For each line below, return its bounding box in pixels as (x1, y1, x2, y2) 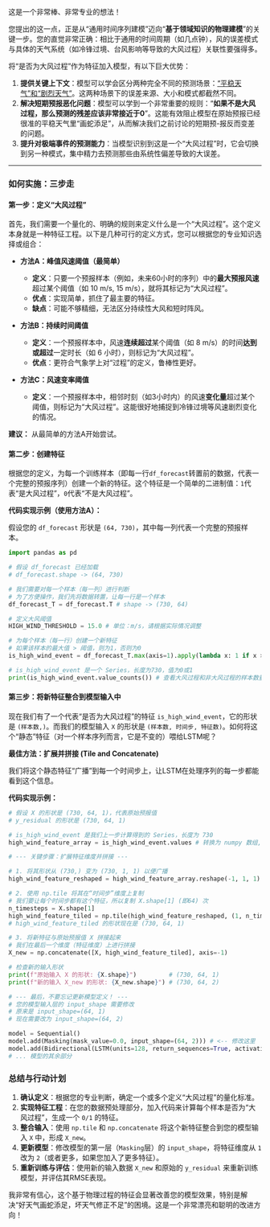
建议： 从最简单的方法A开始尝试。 (8, 429, 121, 439)
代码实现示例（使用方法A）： (8, 506, 102, 515)
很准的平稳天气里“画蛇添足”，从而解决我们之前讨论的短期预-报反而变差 (19, 119, 256, 128)
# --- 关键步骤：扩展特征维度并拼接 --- (8, 853, 129, 861)
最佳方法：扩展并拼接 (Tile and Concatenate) (8, 749, 159, 758)
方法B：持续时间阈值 (19, 321, 89, 330)
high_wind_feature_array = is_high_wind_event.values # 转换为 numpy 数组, (8, 839, 262, 847)
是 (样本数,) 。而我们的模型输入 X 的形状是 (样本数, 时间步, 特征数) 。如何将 (8, 721, 252, 731)
